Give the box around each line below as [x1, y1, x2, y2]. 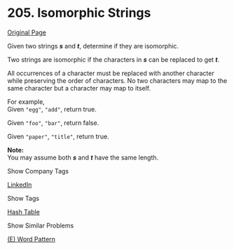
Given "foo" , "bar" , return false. [7, 118, 99, 127]
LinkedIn [7, 180, 32, 189]
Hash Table [7, 207, 40, 216]
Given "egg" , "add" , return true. [7, 105, 97, 113]
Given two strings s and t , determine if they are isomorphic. [7, 41, 179, 50]
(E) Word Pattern [7, 235, 56, 243]
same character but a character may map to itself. [7, 84, 151, 92]
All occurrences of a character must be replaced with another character [7, 69, 215, 77]
